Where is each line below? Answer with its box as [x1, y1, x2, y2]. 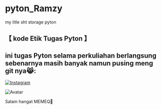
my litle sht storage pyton [5, 19, 56, 25]
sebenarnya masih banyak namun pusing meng [5, 59, 153, 67]
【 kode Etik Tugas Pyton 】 [5, 35, 91, 43]
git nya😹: [5, 66, 36, 75]
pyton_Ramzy [5, 3, 63, 14]
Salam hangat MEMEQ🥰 [5, 99, 53, 105]
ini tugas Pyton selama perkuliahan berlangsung [5, 51, 157, 60]
